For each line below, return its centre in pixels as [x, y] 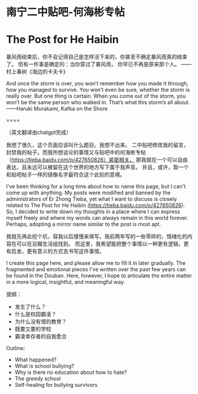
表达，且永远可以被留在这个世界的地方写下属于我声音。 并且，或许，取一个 [98, 167]
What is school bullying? [44, 366]
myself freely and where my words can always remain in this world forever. [98, 218]
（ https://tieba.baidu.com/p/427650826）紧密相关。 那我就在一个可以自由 [97, 160]
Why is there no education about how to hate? [71, 372]
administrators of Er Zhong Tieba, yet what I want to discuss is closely [92, 199]
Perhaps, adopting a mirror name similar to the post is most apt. [84, 224]
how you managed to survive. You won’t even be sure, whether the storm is [98, 90]
